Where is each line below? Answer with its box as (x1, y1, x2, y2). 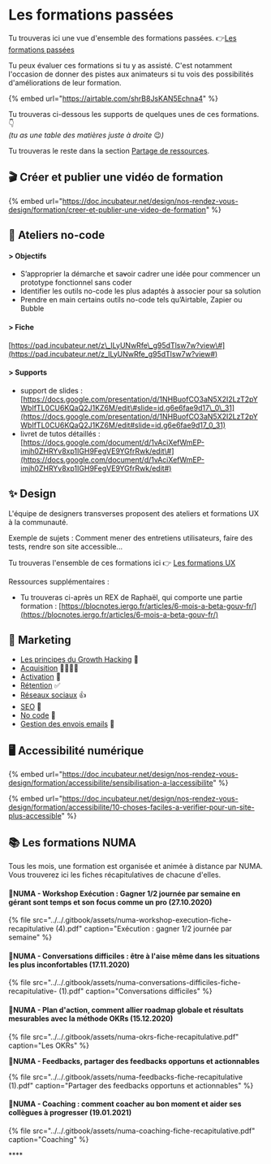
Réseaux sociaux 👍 (19, 690, 87, 700)
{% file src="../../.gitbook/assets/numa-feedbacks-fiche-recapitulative (8, 1071, 243, 1082)
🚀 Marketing (8, 632, 71, 647)
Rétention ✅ (19, 680, 61, 690)
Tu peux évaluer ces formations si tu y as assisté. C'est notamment (8, 60, 233, 70)
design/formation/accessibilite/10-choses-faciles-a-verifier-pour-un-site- (8, 802, 256, 812)
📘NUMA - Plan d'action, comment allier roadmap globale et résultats (8, 1005, 244, 1014)
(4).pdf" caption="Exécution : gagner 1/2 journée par (55, 924, 233, 934)
